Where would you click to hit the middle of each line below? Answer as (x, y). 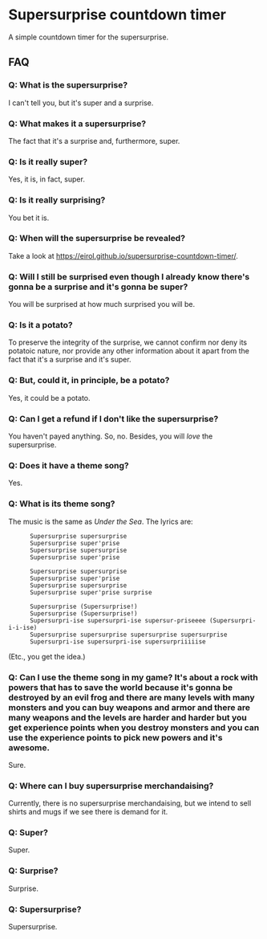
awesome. (29, 747)
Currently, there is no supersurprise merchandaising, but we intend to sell (130, 803)
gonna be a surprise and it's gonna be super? (98, 287)
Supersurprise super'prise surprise (91, 592)
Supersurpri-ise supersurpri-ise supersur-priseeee (117, 620)
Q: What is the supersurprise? (68, 85)
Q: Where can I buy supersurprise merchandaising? (111, 786)
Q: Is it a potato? (41, 325)
